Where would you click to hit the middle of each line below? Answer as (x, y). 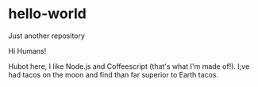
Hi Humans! (27, 51)
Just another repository (47, 36)
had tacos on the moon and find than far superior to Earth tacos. (114, 74)
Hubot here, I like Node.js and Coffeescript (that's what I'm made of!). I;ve (129, 66)
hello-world (48, 14)
